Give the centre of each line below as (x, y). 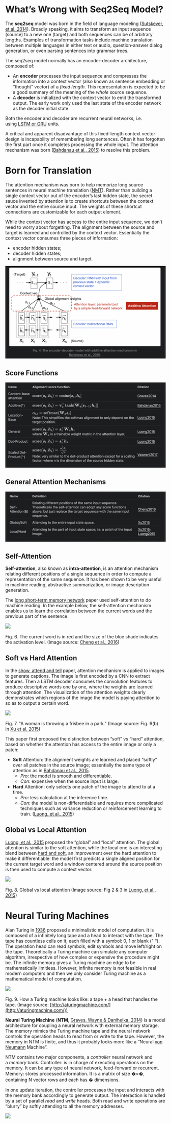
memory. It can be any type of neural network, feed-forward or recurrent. (82, 1068)
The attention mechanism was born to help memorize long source (74, 184)
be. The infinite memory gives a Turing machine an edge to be (70, 962)
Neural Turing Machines (57, 916)
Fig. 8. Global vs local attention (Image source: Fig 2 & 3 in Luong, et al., (81, 890)
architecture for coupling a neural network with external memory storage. (82, 1025)
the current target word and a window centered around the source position (83, 864)
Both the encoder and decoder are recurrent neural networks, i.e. (74, 118)
